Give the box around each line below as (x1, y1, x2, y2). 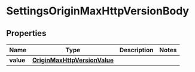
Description (119, 46, 154, 54)
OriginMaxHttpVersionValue (32, 56, 114, 64)
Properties (6, 28, 47, 38)
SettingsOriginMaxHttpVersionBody (6, 4, 190, 18)
